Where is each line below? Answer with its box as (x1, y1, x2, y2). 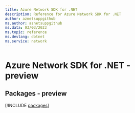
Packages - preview (5, 90, 67, 98)
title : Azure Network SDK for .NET (5, 7, 78, 12)
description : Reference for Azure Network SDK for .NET (5, 12, 121, 17)
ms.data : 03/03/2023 (5, 25, 47, 30)
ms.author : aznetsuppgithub (5, 20, 63, 26)
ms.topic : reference (5, 30, 47, 35)
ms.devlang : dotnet (5, 35, 45, 39)
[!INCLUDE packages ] (5, 102, 49, 108)
